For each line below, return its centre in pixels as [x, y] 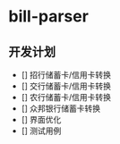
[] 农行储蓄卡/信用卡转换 [66, 97]
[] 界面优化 [41, 119]
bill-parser [48, 17]
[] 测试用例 [41, 131]
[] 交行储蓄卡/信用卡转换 [66, 86]
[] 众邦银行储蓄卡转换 [60, 108]
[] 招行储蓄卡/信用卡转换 [66, 75]
